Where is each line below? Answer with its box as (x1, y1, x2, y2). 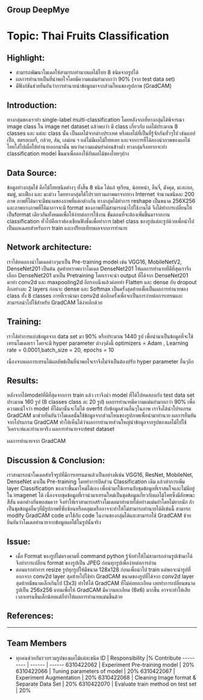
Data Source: (7, 168, 57, 178)
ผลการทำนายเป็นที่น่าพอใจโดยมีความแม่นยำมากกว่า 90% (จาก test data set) (15, 75, 175, 83)
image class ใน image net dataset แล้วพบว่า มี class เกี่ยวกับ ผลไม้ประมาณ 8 (7, 123, 178, 130)
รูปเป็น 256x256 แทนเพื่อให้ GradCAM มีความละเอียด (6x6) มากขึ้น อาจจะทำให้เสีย (15, 586, 190, 593)
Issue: (7, 536, 31, 547)
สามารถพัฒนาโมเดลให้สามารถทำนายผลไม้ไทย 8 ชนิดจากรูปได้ (15, 69, 139, 76)
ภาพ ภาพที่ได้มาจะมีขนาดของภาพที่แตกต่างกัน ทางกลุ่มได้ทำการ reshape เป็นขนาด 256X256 (7, 197, 196, 205)
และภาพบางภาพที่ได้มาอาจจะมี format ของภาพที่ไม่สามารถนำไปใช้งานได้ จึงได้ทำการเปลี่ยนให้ (7, 204, 192, 211)
